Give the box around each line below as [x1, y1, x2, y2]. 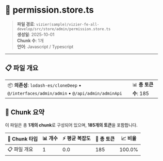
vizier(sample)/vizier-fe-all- [36, 22, 99, 27]
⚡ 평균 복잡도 [62, 135, 91, 141]
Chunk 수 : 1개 [16, 38, 44, 43]
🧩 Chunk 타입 [7, 136, 38, 142]
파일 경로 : [16, 21, 35, 27]
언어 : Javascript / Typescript [16, 43, 74, 49]
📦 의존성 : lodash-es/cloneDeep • [7, 81, 81, 88]
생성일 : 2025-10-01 [16, 31, 55, 37]
